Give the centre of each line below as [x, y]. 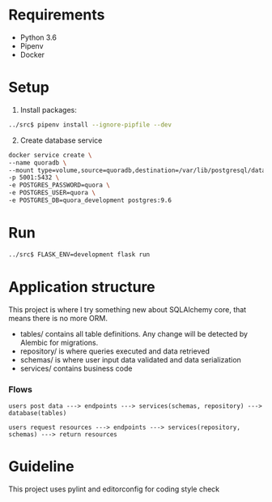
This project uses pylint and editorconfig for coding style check [114, 489]
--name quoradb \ [38, 163]
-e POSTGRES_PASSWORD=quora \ [59, 185]
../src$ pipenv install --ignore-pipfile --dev [90, 124]
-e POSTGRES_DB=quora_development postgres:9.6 [90, 200]
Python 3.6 [38, 37]
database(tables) [38, 413]
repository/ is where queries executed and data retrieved [115, 351]
